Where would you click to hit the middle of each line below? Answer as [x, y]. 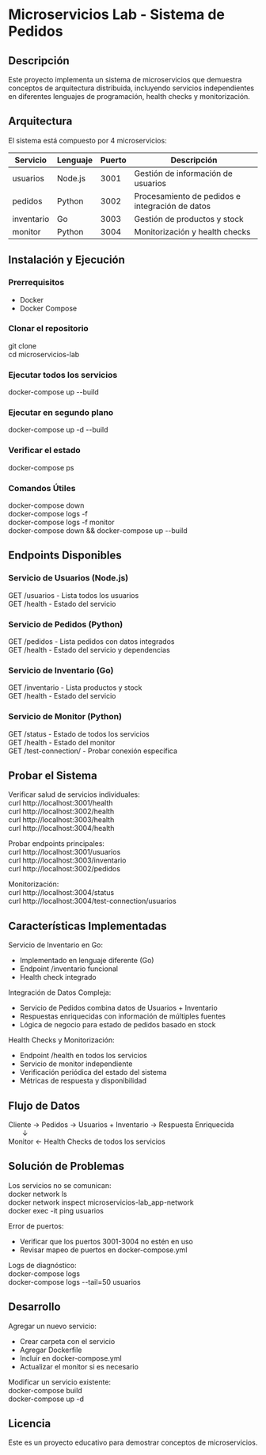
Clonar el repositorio [48, 329]
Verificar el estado [44, 451]
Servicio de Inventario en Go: [56, 945]
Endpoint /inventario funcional [69, 969]
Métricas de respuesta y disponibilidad [83, 1081]
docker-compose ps [41, 467]
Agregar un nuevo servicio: [53, 1326]
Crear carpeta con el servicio [67, 1341]
